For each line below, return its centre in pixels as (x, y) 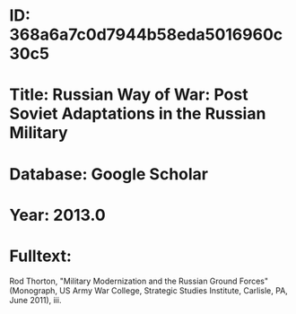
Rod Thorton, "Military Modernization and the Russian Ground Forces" (139, 281)
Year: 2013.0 (57, 215)
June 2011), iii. (35, 300)
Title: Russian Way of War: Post (129, 95)
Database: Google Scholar (109, 174)
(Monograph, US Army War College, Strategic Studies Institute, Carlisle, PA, (149, 290)
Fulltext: (40, 256)
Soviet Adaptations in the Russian (138, 114)
